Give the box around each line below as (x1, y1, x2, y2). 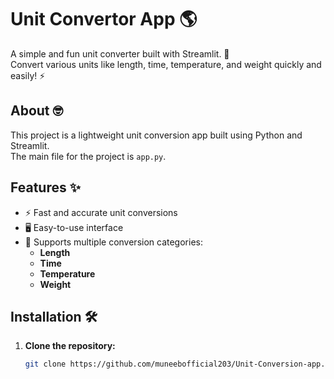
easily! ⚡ (10, 69, 46, 81)
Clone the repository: (24, 340, 116, 352)
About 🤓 (10, 102, 64, 120)
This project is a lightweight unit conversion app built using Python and (10, 129, 303, 141)
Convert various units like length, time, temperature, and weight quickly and (10, 58, 322, 70)
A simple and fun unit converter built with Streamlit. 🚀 (10, 47, 230, 60)
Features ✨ (10, 179, 81, 196)
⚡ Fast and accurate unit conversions (24, 206, 178, 218)
